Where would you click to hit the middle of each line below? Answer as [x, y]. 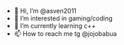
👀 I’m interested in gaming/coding [63, 18]
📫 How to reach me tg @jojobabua [65, 34]
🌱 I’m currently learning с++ [55, 26]
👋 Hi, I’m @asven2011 [45, 11]
